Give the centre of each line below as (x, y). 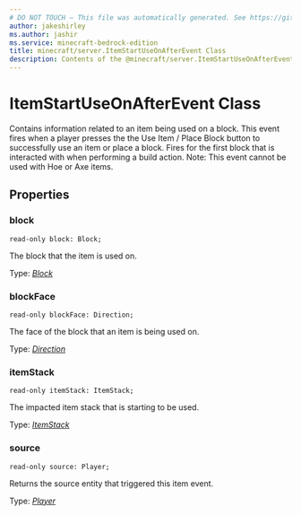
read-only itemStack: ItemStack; (72, 391)
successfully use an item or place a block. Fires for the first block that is (142, 147)
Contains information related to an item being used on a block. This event (145, 128)
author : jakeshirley (48, 26)
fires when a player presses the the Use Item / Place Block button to (135, 138)
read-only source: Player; (60, 467)
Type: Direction (38, 349)
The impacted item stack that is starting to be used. (104, 407)
